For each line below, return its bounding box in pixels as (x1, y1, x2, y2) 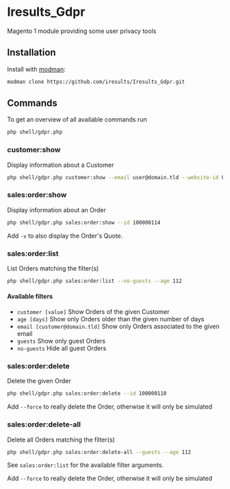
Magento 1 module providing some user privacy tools (7, 27, 157, 35)
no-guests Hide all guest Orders (16, 344, 107, 352)
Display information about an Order (7, 205, 106, 214)
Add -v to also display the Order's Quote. (7, 231, 123, 240)
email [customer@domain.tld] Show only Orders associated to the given (16, 322, 220, 330)
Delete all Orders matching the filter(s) (7, 435, 115, 444)
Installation (7, 47, 56, 58)
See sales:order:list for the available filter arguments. (7, 461, 164, 469)
